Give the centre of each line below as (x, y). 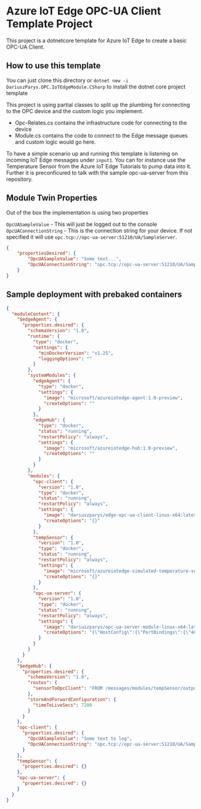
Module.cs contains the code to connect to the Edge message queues (101, 135)
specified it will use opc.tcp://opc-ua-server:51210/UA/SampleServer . (92, 237)
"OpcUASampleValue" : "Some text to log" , (80, 739)
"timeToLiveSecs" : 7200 (63, 705)
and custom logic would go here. (55, 142)
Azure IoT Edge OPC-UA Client (84, 11)
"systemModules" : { (52, 376)
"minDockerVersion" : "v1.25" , (76, 353)
